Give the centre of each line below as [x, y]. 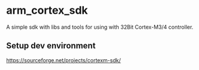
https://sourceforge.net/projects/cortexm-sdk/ [64, 60]
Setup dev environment [51, 46]
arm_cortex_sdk [47, 10]
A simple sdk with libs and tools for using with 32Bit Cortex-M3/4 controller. [100, 27]
